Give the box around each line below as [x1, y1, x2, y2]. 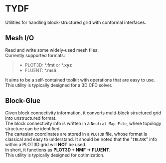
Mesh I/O [5, 34, 34, 42]
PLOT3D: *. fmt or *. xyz [24, 62, 72, 68]
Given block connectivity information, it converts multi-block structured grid [5, 110, 161, 116]
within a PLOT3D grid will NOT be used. [5, 141, 87, 147]
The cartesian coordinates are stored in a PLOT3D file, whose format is [5, 131, 148, 137]
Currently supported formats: [5, 52, 65, 58]
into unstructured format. [5, 115, 57, 121]
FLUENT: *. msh [24, 67, 57, 73]
